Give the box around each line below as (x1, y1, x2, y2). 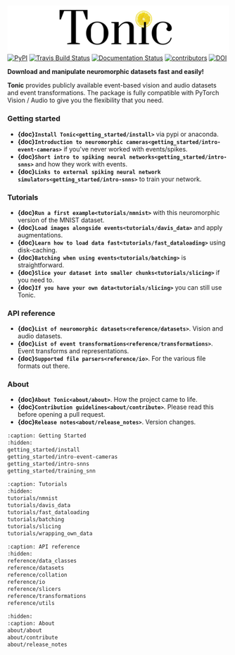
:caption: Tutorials (7, 481, 68, 488)
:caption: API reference (7, 544, 80, 551)
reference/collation (7, 572, 68, 579)
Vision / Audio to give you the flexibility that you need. (7, 96, 164, 104)
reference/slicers (7, 586, 61, 593)
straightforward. (17, 260, 65, 269)
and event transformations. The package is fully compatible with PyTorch (7, 89, 220, 97)
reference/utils (7, 600, 55, 607)
